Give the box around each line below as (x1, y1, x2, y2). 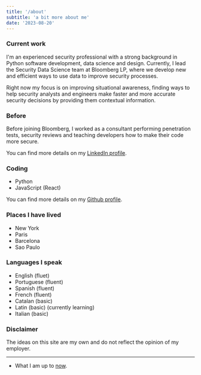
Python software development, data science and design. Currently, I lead (6, 59, 186, 66)
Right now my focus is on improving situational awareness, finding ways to (6, 84, 190, 91)
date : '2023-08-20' (6, 20, 55, 26)
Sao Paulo (14, 243, 40, 251)
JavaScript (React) (14, 184, 61, 191)
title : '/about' (6, 8, 47, 15)
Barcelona (14, 237, 40, 244)
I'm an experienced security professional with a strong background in (6, 53, 178, 60)
